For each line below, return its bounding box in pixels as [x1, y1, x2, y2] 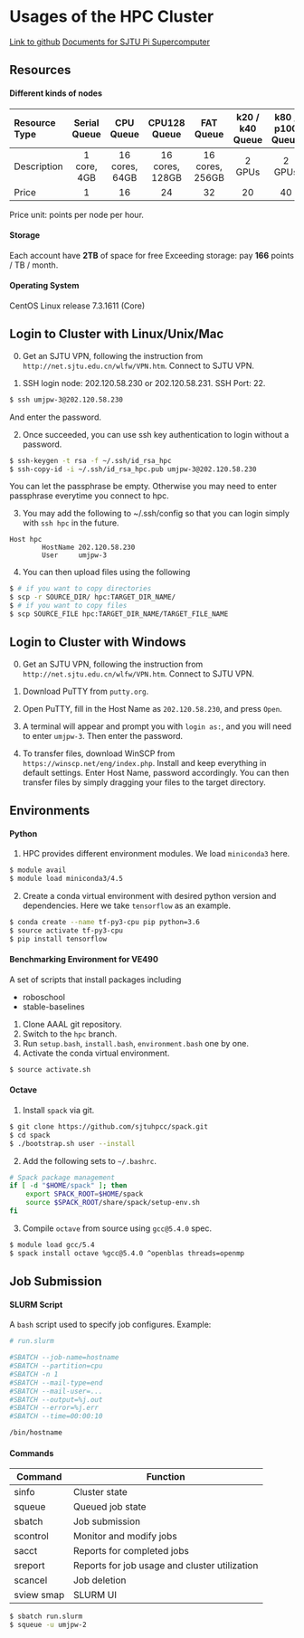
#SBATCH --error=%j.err [9, 1404, 100, 1413]
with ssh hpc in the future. [22, 517, 119, 528]
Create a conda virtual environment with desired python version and [22, 891, 277, 902]
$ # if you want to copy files [9, 601, 128, 611]
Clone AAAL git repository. [22, 1018, 122, 1029]
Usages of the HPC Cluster [9, 6, 214, 27]
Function [146, 1471, 185, 1483]
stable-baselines [22, 1001, 85, 1012]
